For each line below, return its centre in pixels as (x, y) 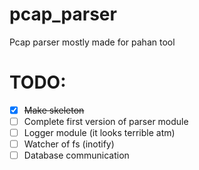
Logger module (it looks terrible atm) (99, 132)
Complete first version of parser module (106, 121)
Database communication (76, 155)
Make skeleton (54, 110)
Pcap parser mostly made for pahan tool (92, 42)
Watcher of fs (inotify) (69, 144)
